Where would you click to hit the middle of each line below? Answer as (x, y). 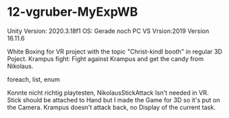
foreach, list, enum (34, 79)
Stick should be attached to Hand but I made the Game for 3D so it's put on (114, 99)
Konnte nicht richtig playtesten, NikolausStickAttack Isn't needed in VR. (108, 93)
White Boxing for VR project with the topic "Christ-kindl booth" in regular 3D (115, 51)
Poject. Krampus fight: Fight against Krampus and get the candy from (106, 58)
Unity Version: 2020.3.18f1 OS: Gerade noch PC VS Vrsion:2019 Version (108, 31)
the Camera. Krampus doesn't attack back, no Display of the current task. (111, 107)
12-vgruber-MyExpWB (73, 12)
